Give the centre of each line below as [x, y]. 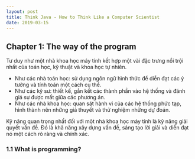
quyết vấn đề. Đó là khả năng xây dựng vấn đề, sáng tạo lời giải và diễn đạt [97, 128]
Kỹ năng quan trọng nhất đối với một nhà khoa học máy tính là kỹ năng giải [97, 121]
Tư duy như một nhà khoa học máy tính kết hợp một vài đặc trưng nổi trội [95, 61]
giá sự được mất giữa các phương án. [60, 98]
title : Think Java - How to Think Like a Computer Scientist [83, 17]
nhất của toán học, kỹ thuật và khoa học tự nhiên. [66, 67]
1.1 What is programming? [44, 150]
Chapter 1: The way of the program [71, 46]
